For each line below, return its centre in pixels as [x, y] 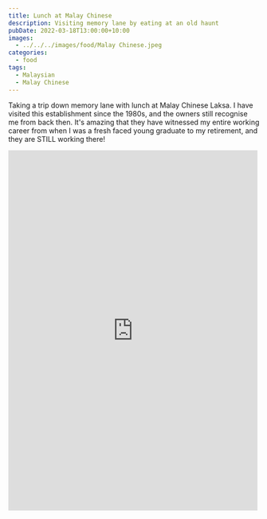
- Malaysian [35, 75]
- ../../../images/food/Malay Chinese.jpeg [88, 45]
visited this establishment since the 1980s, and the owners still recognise [128, 113]
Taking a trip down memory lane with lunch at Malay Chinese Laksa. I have [131, 105]
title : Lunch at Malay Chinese [60, 16]
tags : [17, 68]
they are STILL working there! [57, 139]
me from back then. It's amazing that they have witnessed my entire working [134, 122]
